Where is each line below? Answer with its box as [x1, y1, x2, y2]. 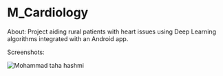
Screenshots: [7, 48, 45, 56]
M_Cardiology [7, 5, 89, 21]
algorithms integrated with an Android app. [7, 34, 129, 42]
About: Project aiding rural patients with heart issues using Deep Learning [7, 27, 217, 36]
